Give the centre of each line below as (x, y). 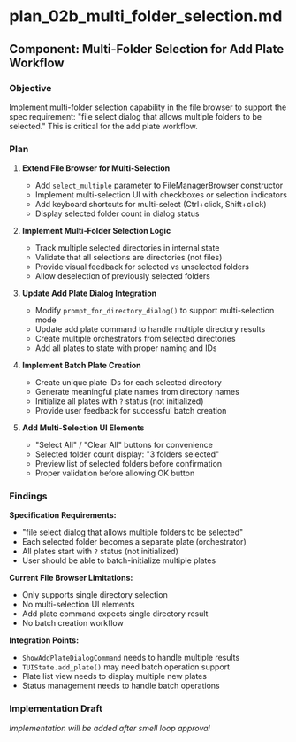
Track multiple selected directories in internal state (127, 248)
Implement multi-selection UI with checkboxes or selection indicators (161, 195)
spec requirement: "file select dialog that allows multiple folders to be (136, 116)
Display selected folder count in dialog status (117, 213)
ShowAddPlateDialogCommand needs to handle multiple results (131, 658)
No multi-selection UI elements (78, 605)
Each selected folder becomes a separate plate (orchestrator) (134, 542)
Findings (28, 496)
